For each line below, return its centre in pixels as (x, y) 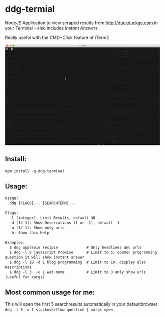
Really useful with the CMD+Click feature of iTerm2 (57, 37)
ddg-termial (30, 9)
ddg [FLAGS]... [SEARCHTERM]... (43, 203)
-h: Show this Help (29, 233)
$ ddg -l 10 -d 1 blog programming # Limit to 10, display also (78, 262)
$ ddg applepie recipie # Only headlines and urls (75, 247)
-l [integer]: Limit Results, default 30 (53, 218)
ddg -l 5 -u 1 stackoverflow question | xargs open (59, 310)
